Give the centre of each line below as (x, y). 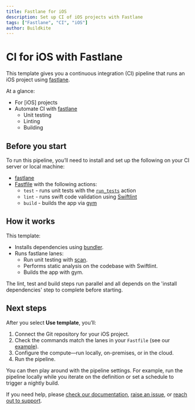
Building (33, 128)
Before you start (36, 146)
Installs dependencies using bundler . (59, 247)
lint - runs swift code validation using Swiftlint (80, 197)
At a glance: (21, 91)
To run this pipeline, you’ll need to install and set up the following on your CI (98, 160)
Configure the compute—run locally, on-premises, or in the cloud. (94, 353)
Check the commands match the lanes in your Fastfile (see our (92, 340)
